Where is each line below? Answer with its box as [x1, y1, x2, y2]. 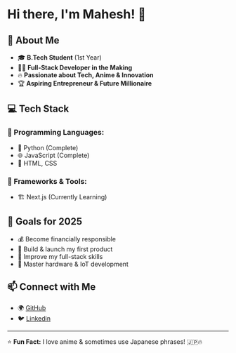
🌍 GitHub [17, 303, 46, 312]
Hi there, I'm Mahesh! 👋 [7, 6, 146, 22]
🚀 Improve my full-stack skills [17, 252, 103, 260]
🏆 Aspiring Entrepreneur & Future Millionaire [17, 79, 152, 87]
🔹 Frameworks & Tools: [7, 176, 88, 186]
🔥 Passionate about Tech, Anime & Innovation [17, 71, 154, 79]
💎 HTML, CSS [17, 159, 58, 167]
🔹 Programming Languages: [7, 128, 105, 138]
